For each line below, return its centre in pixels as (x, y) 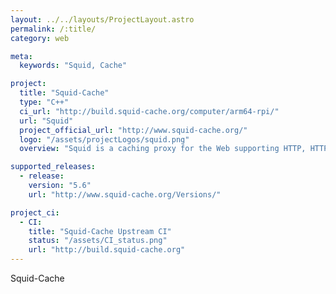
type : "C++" (44, 102)
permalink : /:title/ (53, 29)
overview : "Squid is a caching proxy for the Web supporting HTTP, (163, 149)
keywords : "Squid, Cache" (73, 66)
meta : (21, 56)
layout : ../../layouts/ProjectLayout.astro (102, 19)
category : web (40, 38)
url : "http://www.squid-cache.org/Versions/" (125, 194)
